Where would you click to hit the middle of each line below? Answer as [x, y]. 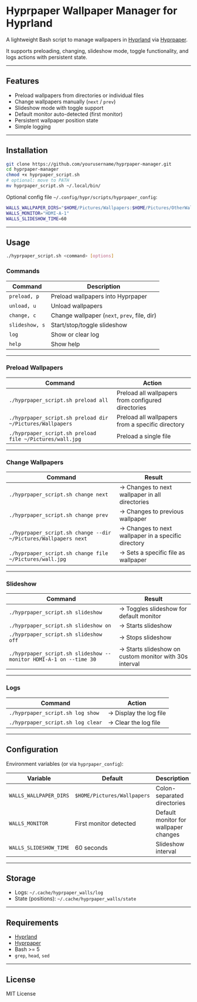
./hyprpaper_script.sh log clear [56, 722]
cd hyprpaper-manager [33, 169]
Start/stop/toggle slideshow [89, 325]
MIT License [21, 993]
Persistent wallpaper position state [56, 120]
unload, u [23, 306]
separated [170, 795]
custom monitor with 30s [154, 657]
